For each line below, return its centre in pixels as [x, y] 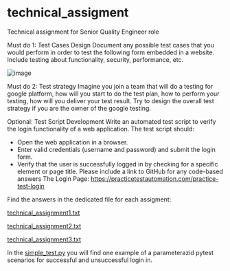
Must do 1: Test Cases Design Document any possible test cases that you [111, 45]
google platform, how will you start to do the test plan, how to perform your [113, 94]
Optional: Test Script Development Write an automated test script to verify [112, 121]
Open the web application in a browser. [72, 142]
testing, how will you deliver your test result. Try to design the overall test [111, 100]
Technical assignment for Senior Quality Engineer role [83, 32]
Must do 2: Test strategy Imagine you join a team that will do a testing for [110, 86]
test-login [31, 186]
